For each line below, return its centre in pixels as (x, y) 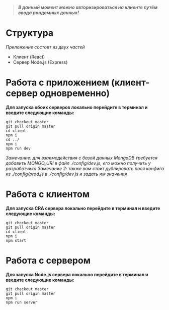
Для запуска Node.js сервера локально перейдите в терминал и (77, 274)
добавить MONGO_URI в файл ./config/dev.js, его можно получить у (78, 163)
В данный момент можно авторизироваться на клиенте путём (88, 7)
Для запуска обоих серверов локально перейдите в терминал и (77, 107)
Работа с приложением (58, 83)
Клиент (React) (29, 57)
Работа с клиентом (48, 194)
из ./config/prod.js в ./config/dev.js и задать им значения (66, 174)
